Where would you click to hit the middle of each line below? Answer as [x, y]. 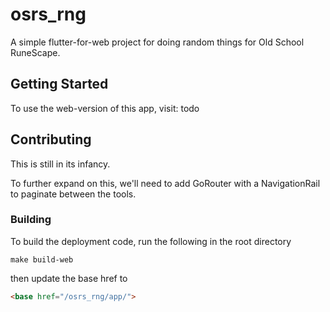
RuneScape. [35, 52]
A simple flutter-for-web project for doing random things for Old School [157, 42]
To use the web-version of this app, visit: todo [105, 108]
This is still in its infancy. [60, 164]
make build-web [42, 259]
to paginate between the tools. [73, 194]
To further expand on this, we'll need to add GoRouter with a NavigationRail [165, 183]
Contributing [51, 139]
